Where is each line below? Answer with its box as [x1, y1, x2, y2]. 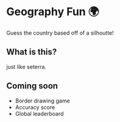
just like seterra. [6, 63, 47, 70]
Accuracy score [15, 103, 55, 110]
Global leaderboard [15, 110, 64, 117]
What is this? [6, 47, 57, 57]
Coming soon [6, 81, 58, 91]
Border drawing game [15, 97, 70, 104]
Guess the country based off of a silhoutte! [6, 29, 114, 37]
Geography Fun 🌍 [6, 5, 99, 19]
